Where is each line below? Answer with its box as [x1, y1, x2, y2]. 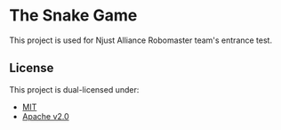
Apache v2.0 [21, 110, 69, 121]
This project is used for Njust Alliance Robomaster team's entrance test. [9, 35, 273, 45]
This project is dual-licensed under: [9, 84, 140, 94]
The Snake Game [9, 5, 138, 26]
